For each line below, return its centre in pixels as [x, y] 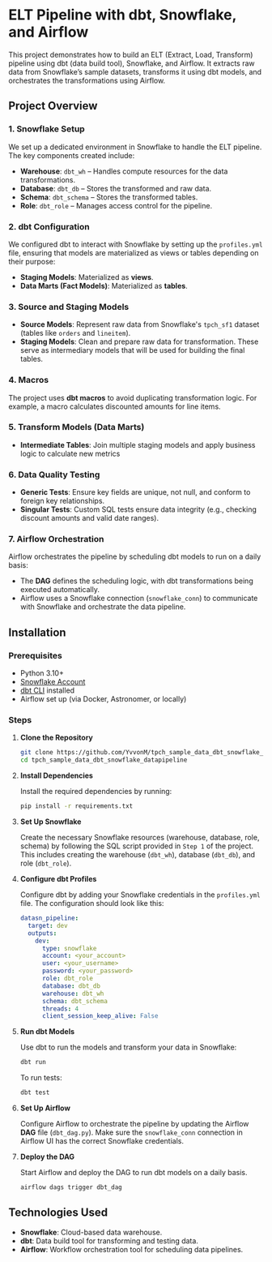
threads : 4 [60, 1009]
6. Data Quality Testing [54, 474]
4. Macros [29, 380]
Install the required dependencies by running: [96, 792]
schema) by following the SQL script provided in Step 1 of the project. [136, 846]
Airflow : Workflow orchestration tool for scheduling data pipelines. [132, 1249]
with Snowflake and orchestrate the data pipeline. [103, 607]
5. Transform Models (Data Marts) [76, 427]
